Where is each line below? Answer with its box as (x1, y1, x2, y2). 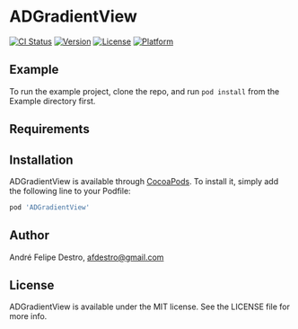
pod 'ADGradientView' (9, 202, 91, 212)
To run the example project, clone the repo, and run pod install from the (9, 85, 280, 96)
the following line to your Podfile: (9, 185, 132, 196)
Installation (9, 152, 74, 167)
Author (9, 227, 49, 244)
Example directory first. (9, 95, 96, 106)
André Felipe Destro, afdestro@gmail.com (9, 252, 164, 262)
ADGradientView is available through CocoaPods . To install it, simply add (9, 175, 279, 186)
